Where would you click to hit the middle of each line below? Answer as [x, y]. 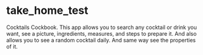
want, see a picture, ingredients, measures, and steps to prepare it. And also [101, 33]
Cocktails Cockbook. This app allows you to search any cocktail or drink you [101, 27]
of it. [12, 47]
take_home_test [47, 11]
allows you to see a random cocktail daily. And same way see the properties [101, 40]
